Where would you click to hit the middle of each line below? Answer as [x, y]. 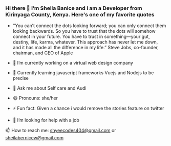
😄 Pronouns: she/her [35, 98]
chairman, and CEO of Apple [43, 53]
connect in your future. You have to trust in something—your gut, [81, 37]
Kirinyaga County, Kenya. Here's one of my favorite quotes [80, 14]
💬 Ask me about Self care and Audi [49, 88]
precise [21, 78]
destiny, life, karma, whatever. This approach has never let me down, [85, 42]
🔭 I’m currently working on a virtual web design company [73, 63]
